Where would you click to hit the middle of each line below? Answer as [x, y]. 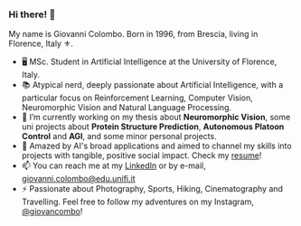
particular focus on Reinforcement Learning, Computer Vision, [137, 98]
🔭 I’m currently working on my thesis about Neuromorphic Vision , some [156, 118]
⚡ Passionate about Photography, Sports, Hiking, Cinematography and [152, 189]
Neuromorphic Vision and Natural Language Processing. [127, 108]
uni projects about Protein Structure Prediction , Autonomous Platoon [153, 127]
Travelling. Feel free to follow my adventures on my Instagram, [138, 202]
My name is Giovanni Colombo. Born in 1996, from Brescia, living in [133, 34]
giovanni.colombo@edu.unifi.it [79, 179]
